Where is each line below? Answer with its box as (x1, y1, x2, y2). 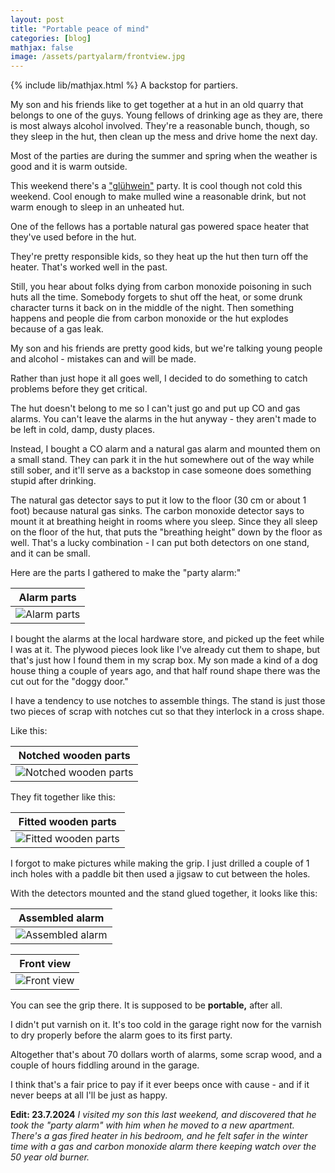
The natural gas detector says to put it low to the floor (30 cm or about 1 (10, 494, 307, 506)
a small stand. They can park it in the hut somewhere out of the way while (10, 454, 315, 466)
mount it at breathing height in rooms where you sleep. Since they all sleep (10, 516, 318, 528)
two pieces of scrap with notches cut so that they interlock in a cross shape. (10, 706, 325, 718)
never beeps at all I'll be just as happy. (10, 1089, 168, 1101)
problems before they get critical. (10, 383, 148, 395)
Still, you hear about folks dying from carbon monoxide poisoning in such (10, 281, 312, 293)
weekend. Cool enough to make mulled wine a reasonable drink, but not (10, 191, 307, 203)
